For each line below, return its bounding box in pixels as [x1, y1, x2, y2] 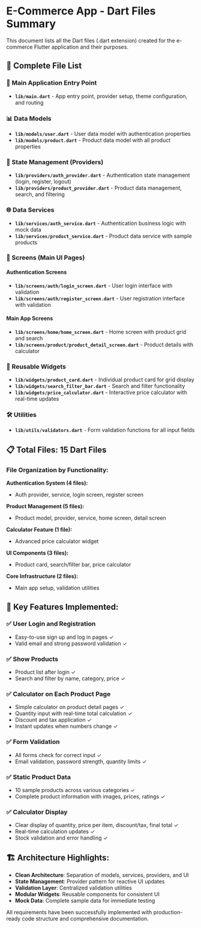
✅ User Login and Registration [6, 619, 96, 628]
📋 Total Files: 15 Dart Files [6, 444, 107, 455]
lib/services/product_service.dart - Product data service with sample [14, 232, 192, 239]
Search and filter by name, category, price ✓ [14, 675, 126, 682]
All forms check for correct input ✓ [14, 751, 102, 758]
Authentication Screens [6, 269, 67, 276]
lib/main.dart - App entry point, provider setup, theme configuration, [14, 92, 188, 100]
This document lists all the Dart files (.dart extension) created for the [6, 37, 175, 44]
